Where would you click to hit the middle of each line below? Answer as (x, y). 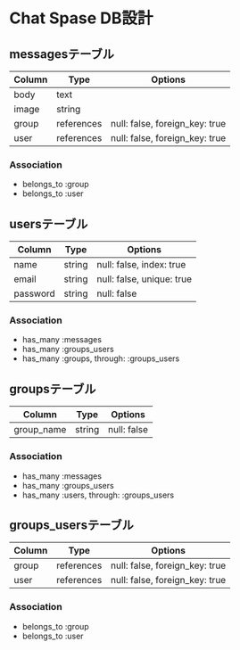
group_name (40, 430)
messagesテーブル (62, 54)
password (34, 293)
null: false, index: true (141, 265)
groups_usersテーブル (71, 525)
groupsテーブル (53, 389)
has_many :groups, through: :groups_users (101, 358)
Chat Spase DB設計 (81, 18)
